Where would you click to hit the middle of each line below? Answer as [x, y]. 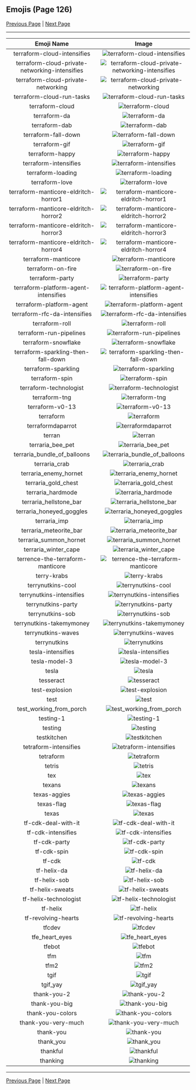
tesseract [52, 680]
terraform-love [52, 182]
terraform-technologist [52, 387]
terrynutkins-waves [52, 632]
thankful [52, 1051]
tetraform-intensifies [52, 747]
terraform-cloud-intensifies [52, 53]
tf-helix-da [52, 870]
